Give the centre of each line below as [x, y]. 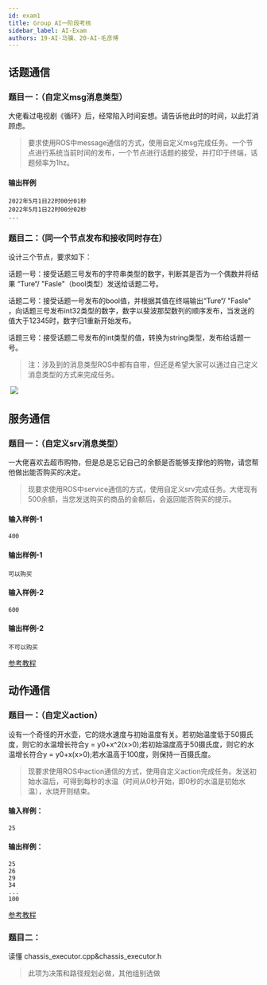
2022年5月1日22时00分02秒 [48, 210]
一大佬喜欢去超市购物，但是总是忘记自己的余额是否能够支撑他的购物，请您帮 [133, 463]
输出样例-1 [25, 554]
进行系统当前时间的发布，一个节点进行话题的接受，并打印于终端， [143, 152]
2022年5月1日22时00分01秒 [48, 201]
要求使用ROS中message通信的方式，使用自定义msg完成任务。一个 [137, 142]
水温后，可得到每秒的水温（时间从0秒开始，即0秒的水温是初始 [137, 781]
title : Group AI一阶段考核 [50, 23]
